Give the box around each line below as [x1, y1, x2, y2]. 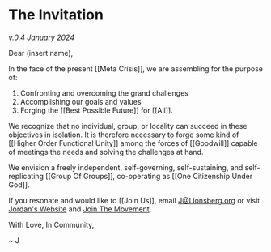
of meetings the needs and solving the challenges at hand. [8, 147, 204, 156]
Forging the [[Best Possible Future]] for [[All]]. [19, 105, 174, 115]
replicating [8, 171, 44, 181]
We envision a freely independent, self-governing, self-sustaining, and [8, 162, 243, 172]
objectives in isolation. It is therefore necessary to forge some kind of [8, 130, 239, 139]
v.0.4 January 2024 [8, 32, 75, 42]
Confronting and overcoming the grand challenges [19, 88, 188, 98]
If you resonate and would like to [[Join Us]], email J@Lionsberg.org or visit [8, 195, 260, 205]
